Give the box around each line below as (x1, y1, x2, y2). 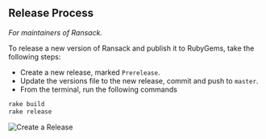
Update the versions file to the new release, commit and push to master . (19, 76, 259, 85)
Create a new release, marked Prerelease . (19, 67, 160, 77)
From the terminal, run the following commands (19, 84, 177, 94)
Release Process (8, 6, 94, 20)
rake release (8, 108, 52, 116)
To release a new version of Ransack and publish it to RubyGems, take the (8, 43, 255, 53)
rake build (8, 100, 45, 108)
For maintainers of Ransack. (8, 27, 103, 37)
